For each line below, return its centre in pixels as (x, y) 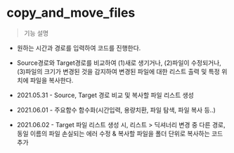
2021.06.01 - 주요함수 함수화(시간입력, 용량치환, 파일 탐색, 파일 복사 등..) (116, 110)
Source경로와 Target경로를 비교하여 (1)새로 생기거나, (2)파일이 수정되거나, (119, 63)
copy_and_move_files (71, 13)
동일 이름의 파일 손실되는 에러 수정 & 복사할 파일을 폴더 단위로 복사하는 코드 (120, 133)
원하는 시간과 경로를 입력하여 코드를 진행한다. (79, 48)
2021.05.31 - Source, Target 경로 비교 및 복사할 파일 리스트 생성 (105, 95)
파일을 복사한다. (52, 80)
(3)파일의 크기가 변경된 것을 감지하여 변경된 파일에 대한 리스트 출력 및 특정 (118, 71)
